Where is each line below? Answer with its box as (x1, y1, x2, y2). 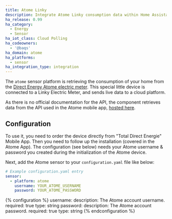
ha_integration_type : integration (5, 64, 79, 69)
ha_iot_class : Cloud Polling (5, 36, 68, 41)
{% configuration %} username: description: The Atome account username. (5, 197, 165, 203)
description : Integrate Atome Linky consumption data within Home (5, 12, 150, 17)
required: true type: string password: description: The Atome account (5, 203, 152, 209)
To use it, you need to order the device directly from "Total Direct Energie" (5, 133, 162, 139)
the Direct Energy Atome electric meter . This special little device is (5, 84, 145, 90)
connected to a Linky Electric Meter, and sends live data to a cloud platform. (5, 89, 166, 95)
